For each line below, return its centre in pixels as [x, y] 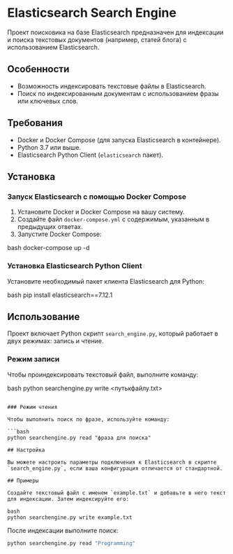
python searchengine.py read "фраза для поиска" [79, 438]
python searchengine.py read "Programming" [72, 543]
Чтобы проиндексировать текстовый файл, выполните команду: [103, 374]
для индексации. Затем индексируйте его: [68, 499]
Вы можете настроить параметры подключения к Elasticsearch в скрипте [112, 462]
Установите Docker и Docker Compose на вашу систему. [101, 212]
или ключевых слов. [48, 101]
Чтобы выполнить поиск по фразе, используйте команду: [89, 419]
